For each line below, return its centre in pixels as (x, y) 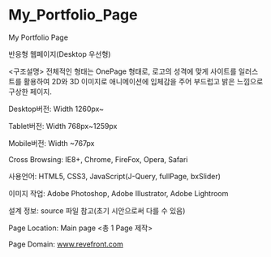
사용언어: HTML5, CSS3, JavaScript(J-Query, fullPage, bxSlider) (115, 176)
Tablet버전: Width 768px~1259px (63, 126)
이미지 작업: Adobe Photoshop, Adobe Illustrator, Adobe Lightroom (118, 193)
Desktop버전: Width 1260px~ (56, 109)
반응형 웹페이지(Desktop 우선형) (60, 54)
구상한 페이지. (30, 92)
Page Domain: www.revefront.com (66, 244)
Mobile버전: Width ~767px (52, 143)
